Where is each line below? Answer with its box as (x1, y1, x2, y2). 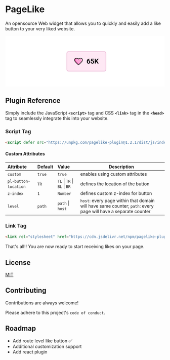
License (5, 258, 31, 267)
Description (108, 164, 134, 170)
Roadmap (5, 324, 36, 333)
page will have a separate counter (80, 208, 151, 214)
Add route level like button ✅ (12, 338, 72, 344)
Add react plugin (12, 348, 48, 355)
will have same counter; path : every (80, 203, 154, 209)
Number (57, 191, 72, 196)
